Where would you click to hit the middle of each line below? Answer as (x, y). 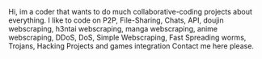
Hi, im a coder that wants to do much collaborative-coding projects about (130, 12)
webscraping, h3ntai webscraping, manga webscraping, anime (113, 29)
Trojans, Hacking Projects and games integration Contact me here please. (131, 46)
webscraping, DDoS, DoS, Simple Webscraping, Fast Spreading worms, (127, 37)
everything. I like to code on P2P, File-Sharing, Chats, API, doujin (116, 20)
